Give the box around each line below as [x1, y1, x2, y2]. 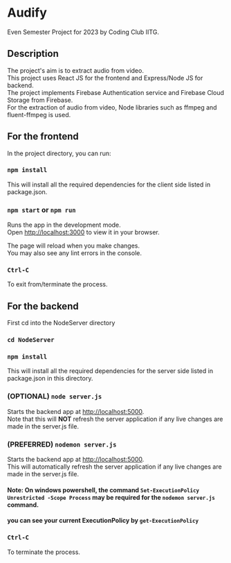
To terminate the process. [7, 548, 81, 556]
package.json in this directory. [7, 374, 93, 383]
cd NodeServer [7, 336, 55, 344]
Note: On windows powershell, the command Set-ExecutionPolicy [7, 485, 200, 494]
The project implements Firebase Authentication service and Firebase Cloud [7, 88, 225, 96]
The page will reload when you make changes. [7, 241, 140, 250]
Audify [7, 5, 47, 21]
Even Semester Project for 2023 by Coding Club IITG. [7, 28, 159, 36]
